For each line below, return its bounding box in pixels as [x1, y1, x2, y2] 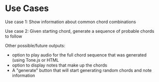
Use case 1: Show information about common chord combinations [5, 19, 136, 25]
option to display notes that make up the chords [12, 62, 107, 68]
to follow [5, 33, 23, 39]
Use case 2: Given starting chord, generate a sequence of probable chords [5, 28, 155, 34]
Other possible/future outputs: [5, 42, 65, 48]
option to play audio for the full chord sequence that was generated [12, 52, 147, 58]
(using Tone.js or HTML [12, 57, 59, 63]
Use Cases [5, 3, 49, 14]
